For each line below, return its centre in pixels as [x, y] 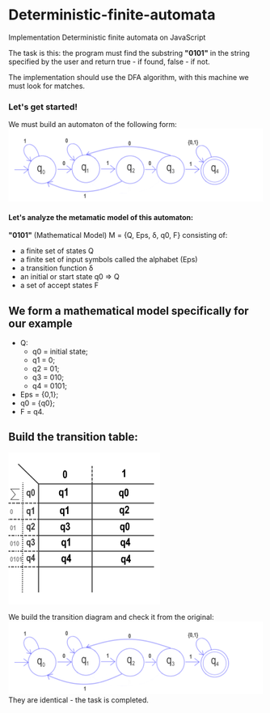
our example [40, 323]
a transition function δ [57, 268]
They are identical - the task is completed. [79, 700]
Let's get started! [43, 107]
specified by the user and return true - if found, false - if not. [109, 62]
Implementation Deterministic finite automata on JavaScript [107, 37]
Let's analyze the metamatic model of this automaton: [101, 217]
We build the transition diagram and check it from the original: [111, 617]
